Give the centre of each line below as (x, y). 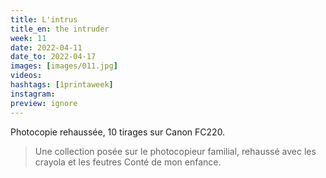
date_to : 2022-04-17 (53, 57)
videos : (26, 76)
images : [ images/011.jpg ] (64, 66)
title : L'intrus (44, 19)
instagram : (33, 94)
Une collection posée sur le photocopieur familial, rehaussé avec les (175, 151)
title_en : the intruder (60, 29)
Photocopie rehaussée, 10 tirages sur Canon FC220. (118, 132)
